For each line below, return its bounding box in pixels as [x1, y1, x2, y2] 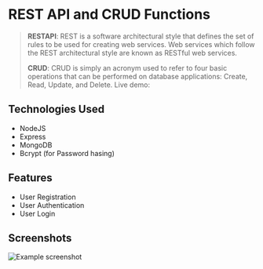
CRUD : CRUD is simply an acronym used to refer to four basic [27, 63, 228, 72]
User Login [19, 209, 56, 218]
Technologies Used [8, 103, 104, 116]
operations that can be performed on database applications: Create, [27, 71, 248, 81]
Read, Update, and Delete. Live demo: [27, 80, 151, 89]
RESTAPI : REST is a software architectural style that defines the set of [27, 31, 254, 41]
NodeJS [19, 123, 46, 133]
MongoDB [19, 140, 53, 150]
